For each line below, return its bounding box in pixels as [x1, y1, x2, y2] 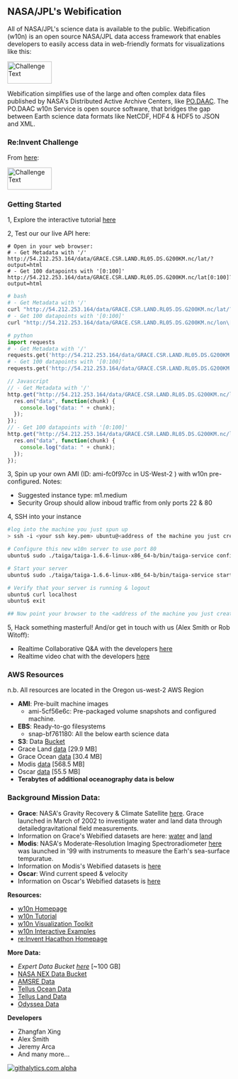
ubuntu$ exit [7, 598, 46, 605]
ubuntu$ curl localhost [7, 591, 78, 598]
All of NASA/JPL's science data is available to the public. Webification [7, 24, 210, 33]
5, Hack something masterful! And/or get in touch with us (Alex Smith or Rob [7, 623, 230, 632]
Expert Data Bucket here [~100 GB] [17, 962, 121, 970]
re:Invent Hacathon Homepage [17, 934, 108, 943]
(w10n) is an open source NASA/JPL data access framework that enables [7, 32, 221, 40]
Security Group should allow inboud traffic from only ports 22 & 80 [17, 498, 212, 507]
